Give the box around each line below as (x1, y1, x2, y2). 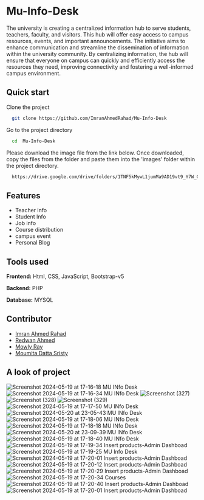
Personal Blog (15, 239, 50, 246)
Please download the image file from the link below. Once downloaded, (6, 149, 184, 156)
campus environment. (6, 69, 61, 77)
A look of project (6, 367, 70, 378)
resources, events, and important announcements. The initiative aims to (6, 37, 186, 44)
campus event (15, 232, 51, 240)
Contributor (6, 314, 52, 324)
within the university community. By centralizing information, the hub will (6, 50, 188, 57)
